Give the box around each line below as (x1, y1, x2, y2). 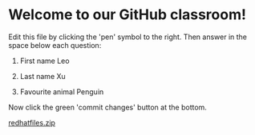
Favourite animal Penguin (19, 86, 104, 97)
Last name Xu (19, 71, 66, 81)
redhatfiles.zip (8, 117, 56, 127)
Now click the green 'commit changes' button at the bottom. (8, 102, 207, 112)
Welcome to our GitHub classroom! (8, 6, 247, 24)
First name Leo (19, 56, 70, 66)
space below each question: (8, 40, 102, 50)
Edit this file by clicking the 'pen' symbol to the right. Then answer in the (8, 32, 247, 42)
